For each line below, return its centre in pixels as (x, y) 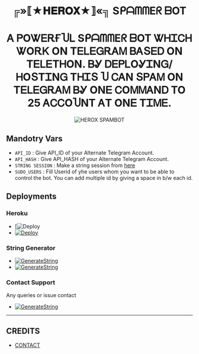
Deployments (31, 197)
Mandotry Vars (35, 138)
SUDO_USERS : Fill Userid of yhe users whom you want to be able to (94, 171)
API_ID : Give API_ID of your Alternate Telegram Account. (84, 153)
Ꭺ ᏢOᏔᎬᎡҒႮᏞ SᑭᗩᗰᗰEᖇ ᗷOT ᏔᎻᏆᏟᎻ (99, 38)
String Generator (31, 248)
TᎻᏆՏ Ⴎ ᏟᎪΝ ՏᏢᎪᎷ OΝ (127, 77)
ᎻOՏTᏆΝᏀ (42, 77)
